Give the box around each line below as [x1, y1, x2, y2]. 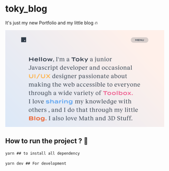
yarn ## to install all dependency [5, 151, 80, 156]
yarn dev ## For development [5, 161, 67, 166]
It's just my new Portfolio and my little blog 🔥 [5, 20, 98, 26]
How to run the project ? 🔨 [5, 137, 88, 145]
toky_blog [5, 3, 47, 15]
